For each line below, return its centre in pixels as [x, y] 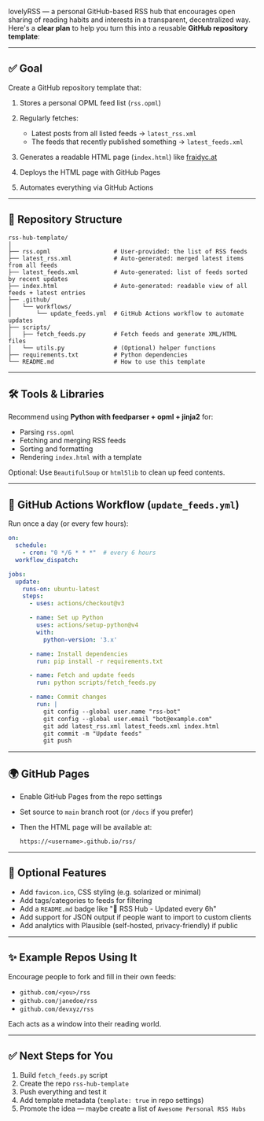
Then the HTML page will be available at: [86, 827]
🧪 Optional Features [58, 873]
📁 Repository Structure [65, 220]
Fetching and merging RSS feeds [73, 441]
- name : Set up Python [66, 618]
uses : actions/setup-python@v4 [88, 625]
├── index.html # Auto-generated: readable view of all [128, 286]
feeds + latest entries [47, 293]
